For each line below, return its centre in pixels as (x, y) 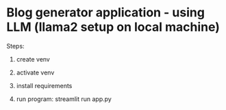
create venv (33, 59)
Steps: (15, 46)
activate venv (35, 72)
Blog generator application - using (105, 13)
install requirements (44, 85)
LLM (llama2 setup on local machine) (113, 27)
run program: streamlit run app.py (64, 99)
